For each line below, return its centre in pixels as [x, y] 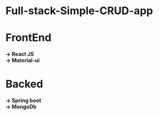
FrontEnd [28, 38]
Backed [25, 84]
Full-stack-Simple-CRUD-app [79, 11]
